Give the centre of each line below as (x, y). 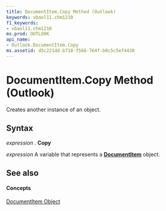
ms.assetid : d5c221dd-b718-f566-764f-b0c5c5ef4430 (70, 51)
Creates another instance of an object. (53, 109)
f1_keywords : (22, 23)
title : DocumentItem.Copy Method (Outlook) (61, 12)
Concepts (19, 188)
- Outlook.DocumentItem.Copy (42, 45)
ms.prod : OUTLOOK (28, 34)
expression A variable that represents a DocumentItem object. (83, 154)
